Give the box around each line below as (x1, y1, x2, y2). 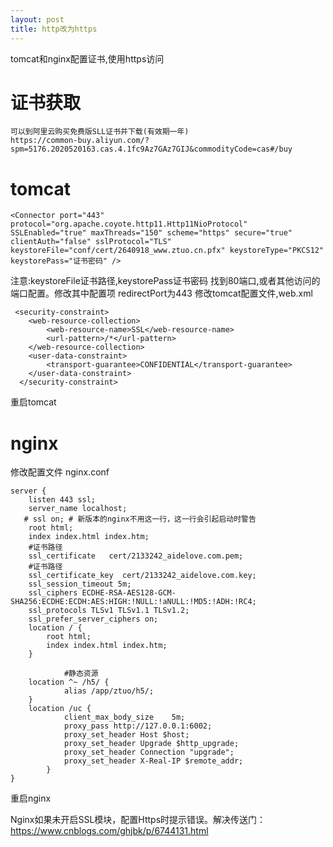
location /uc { (28, 704, 92, 714)
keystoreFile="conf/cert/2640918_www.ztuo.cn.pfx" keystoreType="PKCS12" (10, 246, 325, 256)
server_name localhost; (28, 504, 128, 514)
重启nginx (10, 792, 52, 805)
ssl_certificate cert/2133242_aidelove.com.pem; (28, 551, 244, 561)
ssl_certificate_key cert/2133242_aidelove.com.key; (28, 571, 257, 581)
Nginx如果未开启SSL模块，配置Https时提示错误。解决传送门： (10, 814, 267, 826)
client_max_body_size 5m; (63, 712, 186, 723)
